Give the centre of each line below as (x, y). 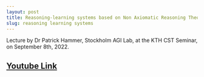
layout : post (23, 12)
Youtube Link (32, 66)
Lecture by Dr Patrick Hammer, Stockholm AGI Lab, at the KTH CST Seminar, (102, 41)
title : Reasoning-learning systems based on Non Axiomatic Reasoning (96, 18)
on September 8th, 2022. (38, 47)
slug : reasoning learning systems (50, 23)
